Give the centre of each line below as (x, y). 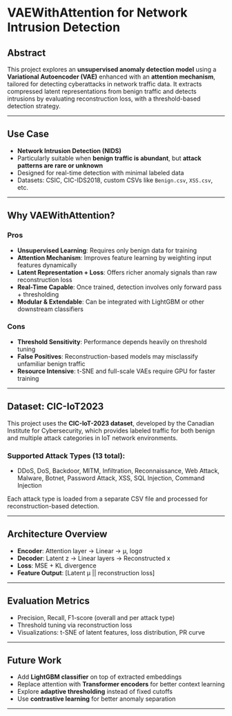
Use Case (28, 134)
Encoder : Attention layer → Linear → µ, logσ (80, 550)
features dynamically (47, 265)
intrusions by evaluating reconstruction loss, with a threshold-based (104, 99)
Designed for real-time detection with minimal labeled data (100, 172)
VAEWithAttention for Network (97, 13)
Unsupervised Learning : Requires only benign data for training (107, 250)
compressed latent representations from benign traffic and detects (102, 91)
